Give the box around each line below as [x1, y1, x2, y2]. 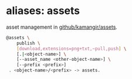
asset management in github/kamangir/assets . [6, 23, 118, 30]
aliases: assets [6, 4, 80, 18]
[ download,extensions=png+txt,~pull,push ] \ [16, 46, 127, 51]
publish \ [16, 40, 41, 46]
